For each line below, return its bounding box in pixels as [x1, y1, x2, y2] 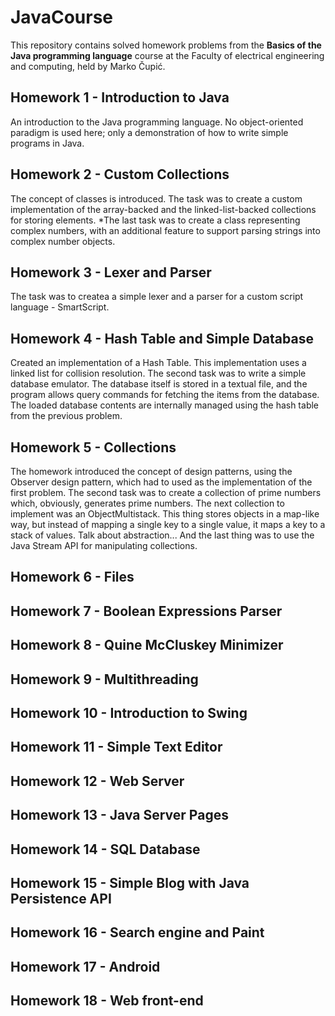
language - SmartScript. [10, 301, 110, 313]
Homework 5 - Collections [10, 439, 177, 456]
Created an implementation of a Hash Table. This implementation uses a [10, 357, 307, 369]
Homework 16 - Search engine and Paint [10, 924, 265, 941]
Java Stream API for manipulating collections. [10, 540, 198, 551]
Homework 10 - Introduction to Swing [10, 704, 248, 721]
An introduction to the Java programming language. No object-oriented [10, 116, 304, 128]
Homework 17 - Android [10, 958, 161, 975]
